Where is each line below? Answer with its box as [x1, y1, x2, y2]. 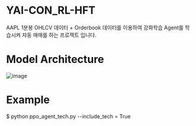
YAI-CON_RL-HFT [6, 4, 96, 17]
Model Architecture [6, 53, 105, 66]
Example [6, 93, 50, 107]
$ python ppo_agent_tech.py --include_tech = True [6, 112, 131, 119]
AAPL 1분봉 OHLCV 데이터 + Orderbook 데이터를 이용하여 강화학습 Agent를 [6, 24, 184, 31]
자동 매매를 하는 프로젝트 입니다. [21, 31, 97, 39]
